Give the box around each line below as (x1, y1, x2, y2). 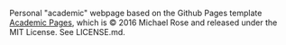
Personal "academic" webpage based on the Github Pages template (9, 8, 263, 18)
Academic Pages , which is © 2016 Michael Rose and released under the (9, 17, 278, 28)
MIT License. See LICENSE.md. (9, 27, 126, 37)
